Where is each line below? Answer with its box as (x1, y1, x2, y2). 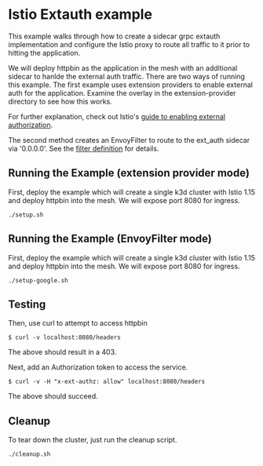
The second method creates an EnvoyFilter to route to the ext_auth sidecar (8, 135, 250, 144)
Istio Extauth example (8, 5, 153, 24)
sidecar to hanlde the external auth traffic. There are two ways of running (8, 71, 246, 81)
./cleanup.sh (8, 450, 51, 458)
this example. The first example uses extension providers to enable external (8, 80, 254, 89)
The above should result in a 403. (8, 348, 117, 357)
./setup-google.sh (8, 276, 68, 284)
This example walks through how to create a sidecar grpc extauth (8, 31, 221, 41)
